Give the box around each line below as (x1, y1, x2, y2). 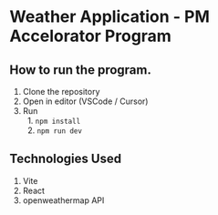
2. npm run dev (26, 125, 82, 136)
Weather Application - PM (9, 6, 210, 27)
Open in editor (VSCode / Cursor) (22, 96, 149, 107)
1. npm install (26, 116, 81, 126)
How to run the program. (9, 62, 152, 77)
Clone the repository (22, 87, 100, 97)
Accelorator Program (9, 26, 171, 46)
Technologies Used (9, 151, 121, 167)
